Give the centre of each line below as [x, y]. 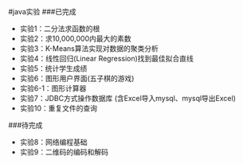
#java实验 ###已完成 [43, 12]
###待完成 [25, 125]
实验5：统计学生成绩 [53, 68]
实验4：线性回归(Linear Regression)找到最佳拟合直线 [106, 59]
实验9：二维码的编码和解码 [64, 152]
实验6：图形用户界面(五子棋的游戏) [77, 78]
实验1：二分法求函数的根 [60, 29]
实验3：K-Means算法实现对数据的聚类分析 [89, 49]
